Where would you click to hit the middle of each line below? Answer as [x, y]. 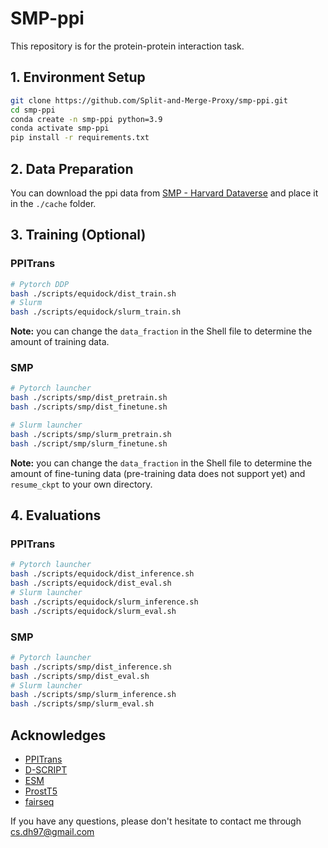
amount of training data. [60, 342]
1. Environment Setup [78, 77]
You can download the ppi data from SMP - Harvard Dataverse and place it [164, 193]
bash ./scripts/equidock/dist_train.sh [93, 293]
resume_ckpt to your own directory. [81, 484]
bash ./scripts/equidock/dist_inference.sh [102, 574]
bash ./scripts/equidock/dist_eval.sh [91, 583]
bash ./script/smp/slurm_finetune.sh [89, 443]
